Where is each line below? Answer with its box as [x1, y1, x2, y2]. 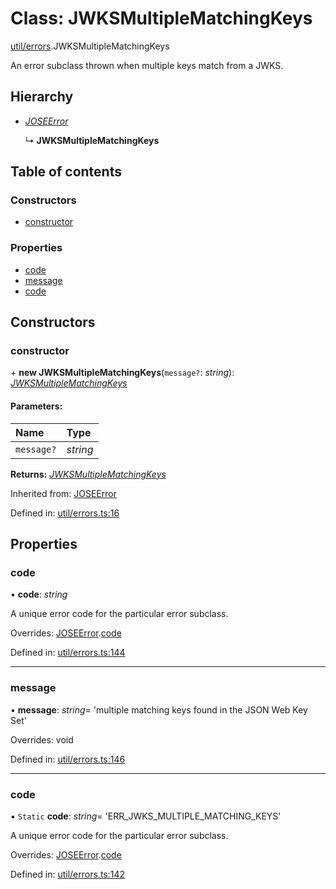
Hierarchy [10, 88, 74, 106]
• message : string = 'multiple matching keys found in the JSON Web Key [10, 703, 308, 716]
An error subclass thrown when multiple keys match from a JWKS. [10, 59, 284, 71]
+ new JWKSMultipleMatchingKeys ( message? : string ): [10, 367, 235, 379]
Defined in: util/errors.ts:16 [10, 507, 120, 519]
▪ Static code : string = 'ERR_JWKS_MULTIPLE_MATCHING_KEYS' [10, 810, 282, 822]
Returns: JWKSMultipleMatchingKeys [10, 468, 167, 480]
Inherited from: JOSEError [10, 487, 117, 499]
